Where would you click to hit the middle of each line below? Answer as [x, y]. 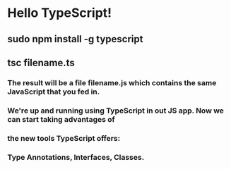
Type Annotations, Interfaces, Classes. [76, 157]
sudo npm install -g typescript [75, 39]
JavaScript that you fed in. [54, 92]
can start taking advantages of [61, 119]
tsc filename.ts [41, 62]
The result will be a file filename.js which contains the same [112, 82]
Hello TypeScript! [59, 13]
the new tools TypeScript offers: [64, 138]
